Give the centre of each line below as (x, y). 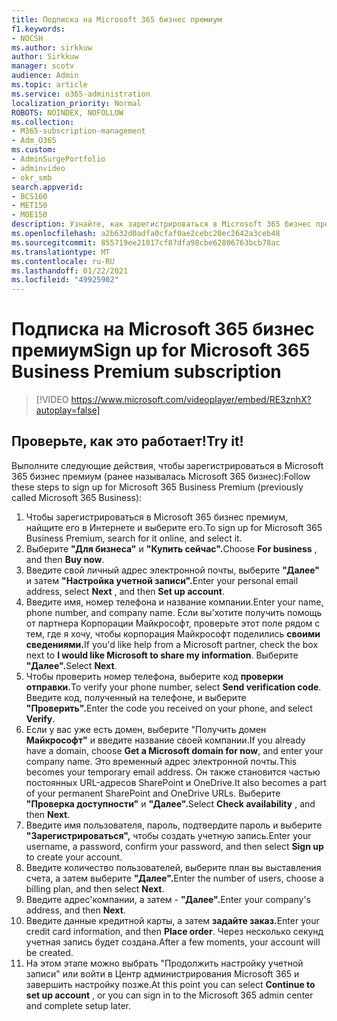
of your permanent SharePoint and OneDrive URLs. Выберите (153, 793)
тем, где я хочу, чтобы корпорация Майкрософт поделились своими (173, 633)
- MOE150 (29, 215)
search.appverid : (47, 187)
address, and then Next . (75, 910)
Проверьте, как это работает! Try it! (127, 441)
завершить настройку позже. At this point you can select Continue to (170, 984)
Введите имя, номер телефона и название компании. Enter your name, (174, 602)
